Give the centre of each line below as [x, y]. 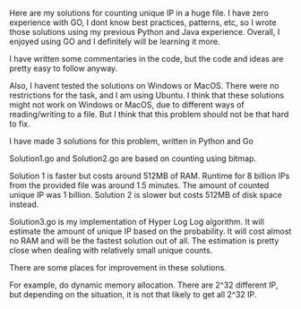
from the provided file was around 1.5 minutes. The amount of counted [139, 185]
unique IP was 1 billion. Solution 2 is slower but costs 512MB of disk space [146, 195]
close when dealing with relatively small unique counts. [111, 250]
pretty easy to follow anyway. [64, 68]
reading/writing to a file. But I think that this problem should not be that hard [149, 114]
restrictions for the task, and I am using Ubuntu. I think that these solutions [147, 95]
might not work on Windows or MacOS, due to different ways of [127, 105]
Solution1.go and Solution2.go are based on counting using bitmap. [133, 159]
